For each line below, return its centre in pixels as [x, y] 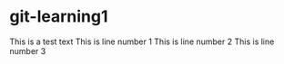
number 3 [28, 50]
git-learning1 [59, 17]
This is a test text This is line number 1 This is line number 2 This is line [142, 41]
